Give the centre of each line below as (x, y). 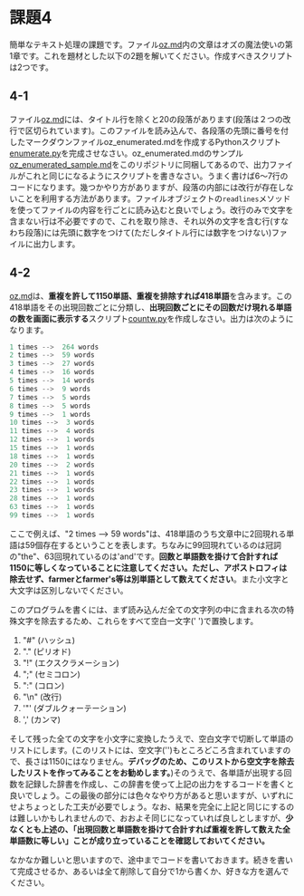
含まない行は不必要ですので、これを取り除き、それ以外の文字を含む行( (141, 221)
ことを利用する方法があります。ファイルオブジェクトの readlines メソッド (154, 198)
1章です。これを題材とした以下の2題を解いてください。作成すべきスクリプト (152, 55)
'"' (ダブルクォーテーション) (74, 708)
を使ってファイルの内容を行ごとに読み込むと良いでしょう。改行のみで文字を (152, 209)
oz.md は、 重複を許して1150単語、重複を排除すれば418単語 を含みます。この (151, 295)
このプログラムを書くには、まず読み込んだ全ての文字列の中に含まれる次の (148, 609)
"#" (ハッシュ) (48, 640)
